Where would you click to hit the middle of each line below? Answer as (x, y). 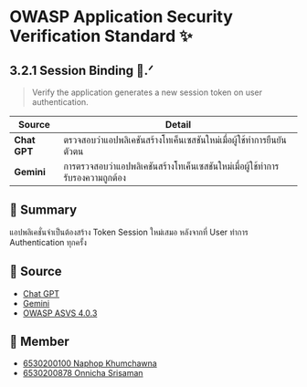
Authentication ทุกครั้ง (48, 242)
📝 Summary (43, 210)
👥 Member (40, 342)
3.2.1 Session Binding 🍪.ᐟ (81, 70)
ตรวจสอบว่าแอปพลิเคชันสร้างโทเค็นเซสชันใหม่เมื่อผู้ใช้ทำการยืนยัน (175, 140)
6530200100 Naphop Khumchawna (90, 363)
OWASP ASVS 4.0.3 (60, 313)
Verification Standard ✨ (101, 36)
